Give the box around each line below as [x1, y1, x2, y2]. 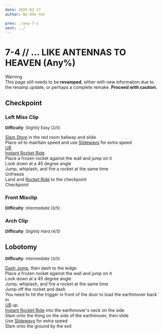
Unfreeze [5, 171, 24, 177]
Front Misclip [5, 194, 38, 201]
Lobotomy [5, 243, 37, 251]
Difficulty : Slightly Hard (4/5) [5, 229, 61, 234]
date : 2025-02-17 [5, 7, 41, 12]
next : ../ [5, 25, 26, 30]
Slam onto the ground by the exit [5, 323, 72, 329]
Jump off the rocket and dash [5, 286, 66, 292]
